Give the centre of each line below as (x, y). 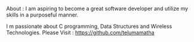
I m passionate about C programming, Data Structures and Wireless (89, 26)
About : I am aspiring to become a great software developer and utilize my (97, 9)
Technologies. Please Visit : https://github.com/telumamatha (80, 33)
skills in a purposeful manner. (42, 15)
